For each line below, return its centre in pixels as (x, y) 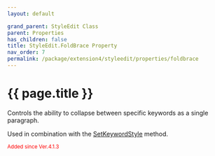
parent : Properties (36, 33)
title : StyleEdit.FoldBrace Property (62, 46)
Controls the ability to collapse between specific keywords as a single (108, 113)
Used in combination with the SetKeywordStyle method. (88, 134)
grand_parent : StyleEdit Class (53, 26)
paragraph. (23, 120)
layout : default (31, 14)
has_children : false (37, 39)
